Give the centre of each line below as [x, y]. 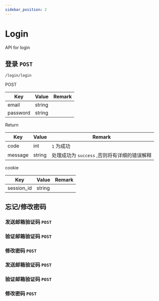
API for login [18, 47]
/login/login [18, 76]
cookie [12, 168]
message [18, 155]
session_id [20, 188]
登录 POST [19, 64]
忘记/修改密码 [26, 207]
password [19, 113]
